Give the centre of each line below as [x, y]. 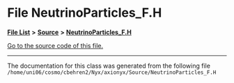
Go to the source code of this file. [55, 45]
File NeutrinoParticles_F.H [85, 13]
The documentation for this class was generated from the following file [109, 66]
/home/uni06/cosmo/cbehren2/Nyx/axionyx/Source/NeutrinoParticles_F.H [112, 72]
